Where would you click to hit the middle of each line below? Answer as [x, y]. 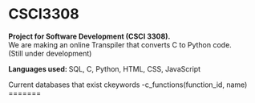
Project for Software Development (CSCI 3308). [89, 36]
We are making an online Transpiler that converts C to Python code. [120, 44]
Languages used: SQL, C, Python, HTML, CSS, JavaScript [105, 68]
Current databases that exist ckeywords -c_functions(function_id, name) [128, 84]
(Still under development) [50, 53]
